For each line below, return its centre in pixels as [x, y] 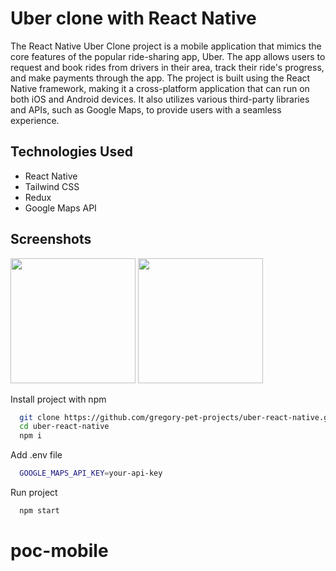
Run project [34, 493]
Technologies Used [71, 152]
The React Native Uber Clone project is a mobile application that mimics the [166, 46]
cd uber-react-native [64, 427]
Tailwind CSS [52, 186]
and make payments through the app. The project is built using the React [160, 78]
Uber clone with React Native [133, 18]
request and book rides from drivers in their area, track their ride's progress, [167, 67]
